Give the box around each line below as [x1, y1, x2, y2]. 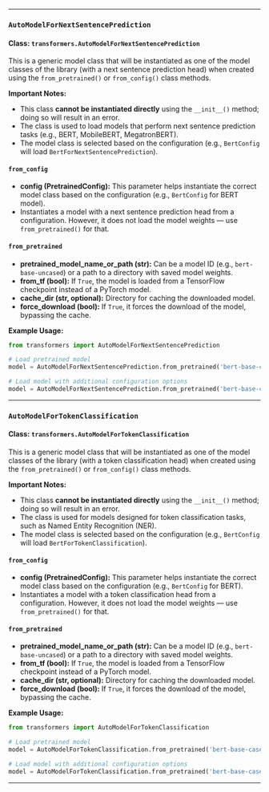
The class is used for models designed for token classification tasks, [19, 513, 247, 522]
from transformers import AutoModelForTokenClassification [8, 724, 210, 732]
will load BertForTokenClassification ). [19, 538, 147, 548]
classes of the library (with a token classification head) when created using [8, 456, 256, 465]
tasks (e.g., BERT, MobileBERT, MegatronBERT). [19, 130, 179, 140]
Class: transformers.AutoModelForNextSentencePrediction [8, 38, 200, 48]
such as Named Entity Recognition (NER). [19, 521, 157, 530]
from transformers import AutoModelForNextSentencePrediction [8, 341, 220, 349]
